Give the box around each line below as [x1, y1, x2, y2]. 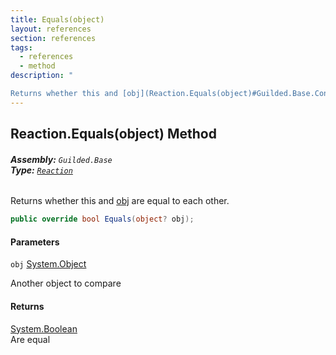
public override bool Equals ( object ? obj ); [10, 214, 195, 225]
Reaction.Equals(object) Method [10, 126, 217, 143]
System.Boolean [10, 322, 78, 335]
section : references [10, 33, 97, 43]
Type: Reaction [10, 164, 73, 176]
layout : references [10, 24, 92, 34]
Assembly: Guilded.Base [10, 153, 113, 165]
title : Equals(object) [10, 14, 105, 25]
